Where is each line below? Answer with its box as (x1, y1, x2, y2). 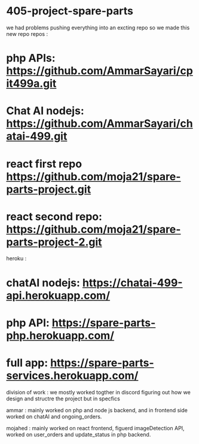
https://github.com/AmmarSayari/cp (6, 64, 193, 78)
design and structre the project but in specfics (6, 395, 121, 402)
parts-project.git (6, 183, 91, 196)
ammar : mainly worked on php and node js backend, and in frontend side (6, 406, 188, 413)
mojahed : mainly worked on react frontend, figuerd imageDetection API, (6, 424, 185, 431)
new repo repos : (6, 30, 48, 37)
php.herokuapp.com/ (6, 329, 115, 342)
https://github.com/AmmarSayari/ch (6, 117, 193, 130)
